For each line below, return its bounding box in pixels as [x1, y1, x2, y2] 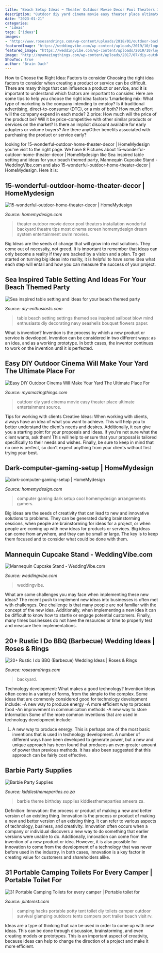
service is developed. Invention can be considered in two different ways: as [5, 335, 156, 340]
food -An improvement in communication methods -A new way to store [5, 707, 147, 712]
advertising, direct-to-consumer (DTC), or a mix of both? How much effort [5, 106, 153, 112]
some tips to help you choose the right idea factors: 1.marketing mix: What [5, 96, 154, 101]
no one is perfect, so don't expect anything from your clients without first [5, 444, 151, 450]
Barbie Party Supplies [5, 766, 72, 774]
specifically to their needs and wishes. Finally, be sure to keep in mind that [5, 439, 154, 445]
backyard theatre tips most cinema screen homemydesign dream [16, 226, 147, 232]
